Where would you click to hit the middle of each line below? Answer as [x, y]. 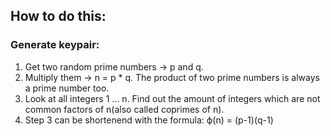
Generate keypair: [55, 45]
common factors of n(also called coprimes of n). [124, 109]
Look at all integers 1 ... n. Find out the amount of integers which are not [172, 98]
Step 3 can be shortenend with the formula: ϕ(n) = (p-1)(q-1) [149, 120]
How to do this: [58, 16]
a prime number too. [67, 88]
